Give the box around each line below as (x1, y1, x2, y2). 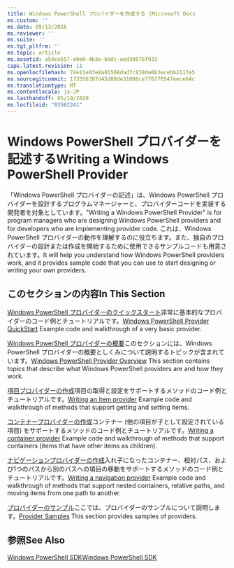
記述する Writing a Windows (7, 151, 169, 167)
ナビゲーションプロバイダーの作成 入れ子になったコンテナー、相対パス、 (7, 456, 215, 464)
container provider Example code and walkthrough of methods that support (7, 434, 225, 442)
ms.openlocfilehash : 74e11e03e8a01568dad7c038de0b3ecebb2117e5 (7, 69, 196, 76)
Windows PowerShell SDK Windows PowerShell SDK (7, 553, 157, 562)
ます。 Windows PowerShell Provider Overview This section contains (13, 356, 210, 365)
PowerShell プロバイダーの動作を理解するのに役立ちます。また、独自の (7, 233, 212, 242)
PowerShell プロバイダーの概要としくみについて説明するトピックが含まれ (7, 347, 219, 356)
